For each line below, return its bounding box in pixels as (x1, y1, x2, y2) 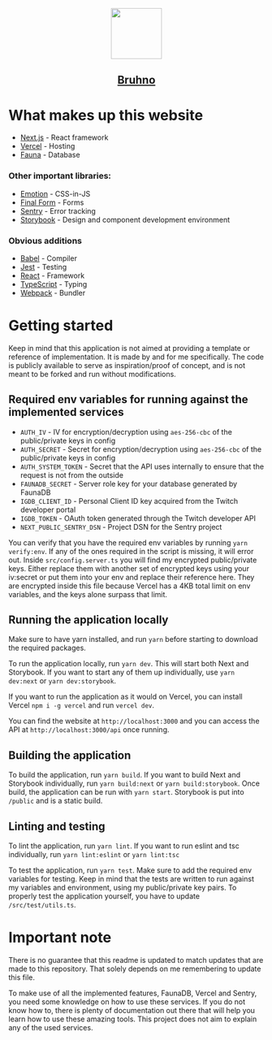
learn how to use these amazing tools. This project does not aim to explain (8, 1014, 257, 1024)
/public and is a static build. (8, 796, 103, 806)
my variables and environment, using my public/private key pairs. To (8, 882, 237, 893)
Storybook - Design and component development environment (19, 214, 230, 224)
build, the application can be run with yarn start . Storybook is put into (8, 787, 245, 797)
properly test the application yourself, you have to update (8, 891, 201, 901)
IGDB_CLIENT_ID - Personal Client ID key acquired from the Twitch (19, 496, 239, 505)
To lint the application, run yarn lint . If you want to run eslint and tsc (8, 841, 240, 851)
